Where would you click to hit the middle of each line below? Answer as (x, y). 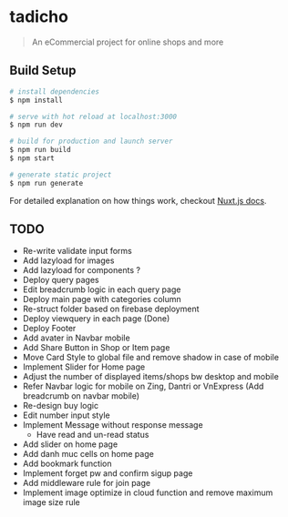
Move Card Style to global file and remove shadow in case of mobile (151, 358)
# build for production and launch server (91, 142)
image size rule (51, 502)
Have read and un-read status (93, 435)
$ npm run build (40, 150)
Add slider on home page (70, 444)
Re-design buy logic (60, 406)
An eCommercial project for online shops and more (128, 42)
